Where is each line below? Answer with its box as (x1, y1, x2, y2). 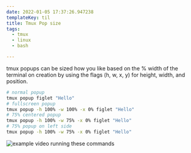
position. (6, 77, 29, 85)
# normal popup (6, 89, 45, 95)
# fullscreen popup (6, 101, 56, 107)
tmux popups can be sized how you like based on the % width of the (6, 64, 178, 72)
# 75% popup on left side (6, 123, 72, 129)
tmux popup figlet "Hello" (6, 95, 75, 101)
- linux (12, 37, 32, 43)
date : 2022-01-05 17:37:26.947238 (6, 8, 94, 15)
